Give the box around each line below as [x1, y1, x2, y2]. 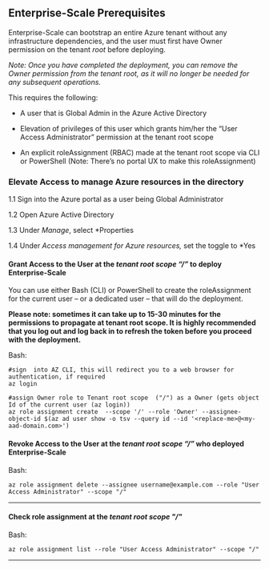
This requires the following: [8, 92, 98, 102]
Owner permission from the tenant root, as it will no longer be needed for [8, 68, 250, 78]
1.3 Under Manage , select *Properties [8, 226, 134, 235]
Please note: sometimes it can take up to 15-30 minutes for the [8, 310, 222, 319]
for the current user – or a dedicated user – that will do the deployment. [8, 294, 243, 303]
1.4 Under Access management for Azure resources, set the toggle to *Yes [8, 241, 256, 250]
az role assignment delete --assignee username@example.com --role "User [8, 480, 260, 489]
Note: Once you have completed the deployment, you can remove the [8, 60, 239, 70]
